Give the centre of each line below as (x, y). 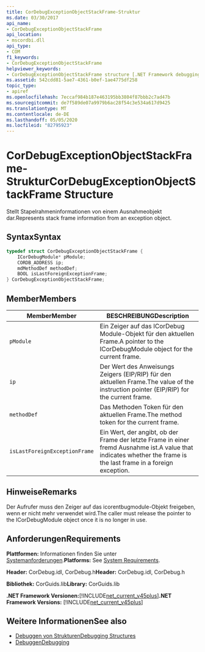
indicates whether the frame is (143, 455)
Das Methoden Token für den (142, 407)
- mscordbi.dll (26, 40)
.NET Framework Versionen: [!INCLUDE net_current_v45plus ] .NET (89, 595)
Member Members (41, 299)
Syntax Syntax (34, 237)
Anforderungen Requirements (63, 539)
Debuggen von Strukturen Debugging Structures (75, 636)
